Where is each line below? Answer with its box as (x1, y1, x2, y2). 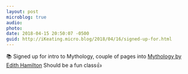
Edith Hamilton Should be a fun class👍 (6, 62, 102, 69)
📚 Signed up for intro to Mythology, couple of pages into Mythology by (6, 53, 182, 60)
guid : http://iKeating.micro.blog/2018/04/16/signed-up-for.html (6, 36, 172, 42)
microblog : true (6, 14, 47, 20)
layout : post (6, 8, 39, 15)
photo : (6, 25, 23, 31)
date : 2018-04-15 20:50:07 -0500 (6, 31, 90, 37)
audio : (6, 20, 23, 25)
